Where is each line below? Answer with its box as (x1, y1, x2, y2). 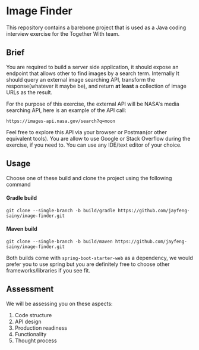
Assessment (6, 284, 54, 295)
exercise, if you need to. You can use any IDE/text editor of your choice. (6, 141, 182, 148)
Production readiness (14, 324, 67, 332)
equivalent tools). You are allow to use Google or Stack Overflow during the (6, 135, 191, 142)
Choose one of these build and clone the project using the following (6, 174, 172, 181)
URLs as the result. (6, 88, 52, 96)
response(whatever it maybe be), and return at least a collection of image (6, 82, 187, 89)
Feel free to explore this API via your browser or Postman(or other (6, 128, 168, 135)
